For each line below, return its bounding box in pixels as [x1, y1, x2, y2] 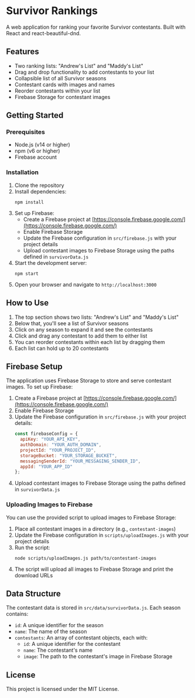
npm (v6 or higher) [14, 148, 60, 155]
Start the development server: [14, 259, 87, 266]
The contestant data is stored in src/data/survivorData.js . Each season [6, 604, 181, 611]
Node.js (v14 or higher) [14, 141, 70, 148]
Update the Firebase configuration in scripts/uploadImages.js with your [14, 532, 189, 539]
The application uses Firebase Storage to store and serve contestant [6, 377, 172, 384]
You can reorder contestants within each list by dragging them [14, 338, 165, 345]
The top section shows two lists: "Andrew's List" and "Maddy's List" [14, 314, 179, 321]
